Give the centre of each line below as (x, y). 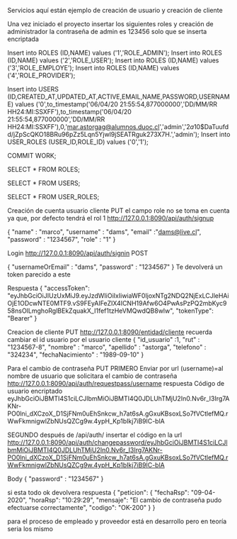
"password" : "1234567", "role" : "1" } (62, 239)
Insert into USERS (33, 89)
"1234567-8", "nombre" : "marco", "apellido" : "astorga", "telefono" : (107, 347)
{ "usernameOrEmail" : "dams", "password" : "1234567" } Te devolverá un (115, 267)
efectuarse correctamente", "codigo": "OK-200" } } (81, 507)
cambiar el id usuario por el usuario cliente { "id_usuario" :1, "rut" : (104, 339)
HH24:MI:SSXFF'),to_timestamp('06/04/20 (70, 112)
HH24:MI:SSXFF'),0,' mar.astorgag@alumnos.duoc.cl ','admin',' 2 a (101, 127)
